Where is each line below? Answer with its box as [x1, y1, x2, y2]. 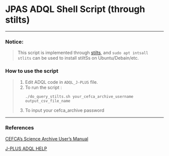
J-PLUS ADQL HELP [5, 145, 47, 151]
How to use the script [5, 68, 59, 75]
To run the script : [25, 84, 62, 90]
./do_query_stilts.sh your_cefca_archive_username [25, 94, 134, 99]
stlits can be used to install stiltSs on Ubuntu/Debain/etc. [17, 55, 139, 61]
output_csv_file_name [25, 98, 70, 103]
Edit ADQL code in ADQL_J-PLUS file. [25, 79, 98, 85]
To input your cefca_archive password [25, 107, 105, 113]
